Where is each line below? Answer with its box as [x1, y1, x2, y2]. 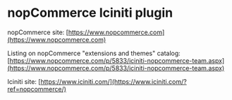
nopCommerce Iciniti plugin [7, 5, 173, 21]
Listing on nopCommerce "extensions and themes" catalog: [7, 49, 181, 57]
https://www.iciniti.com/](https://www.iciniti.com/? [40, 77, 187, 85]
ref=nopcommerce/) [7, 85, 67, 93]
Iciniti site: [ [7, 77, 41, 85]
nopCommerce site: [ [7, 28, 69, 36]
